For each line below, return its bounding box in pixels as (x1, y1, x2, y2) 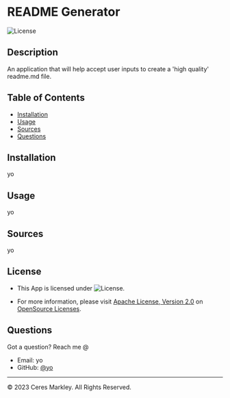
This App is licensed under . (16, 284, 125, 292)
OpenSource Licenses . (16, 304, 82, 312)
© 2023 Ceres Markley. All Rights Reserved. (7, 383, 132, 391)
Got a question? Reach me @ (7, 343, 89, 351)
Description (7, 47, 58, 58)
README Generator (7, 4, 120, 20)
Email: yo (16, 356, 43, 364)
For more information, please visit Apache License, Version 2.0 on (16, 297, 203, 306)
